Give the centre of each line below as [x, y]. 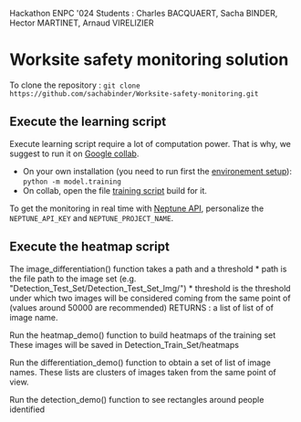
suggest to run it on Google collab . [74, 153]
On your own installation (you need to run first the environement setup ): [157, 171]
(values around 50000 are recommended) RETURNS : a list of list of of [141, 307]
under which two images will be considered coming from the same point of [150, 298]
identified [27, 409]
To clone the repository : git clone [75, 85]
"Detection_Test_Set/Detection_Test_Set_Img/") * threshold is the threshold [150, 288]
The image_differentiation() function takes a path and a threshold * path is [148, 269]
